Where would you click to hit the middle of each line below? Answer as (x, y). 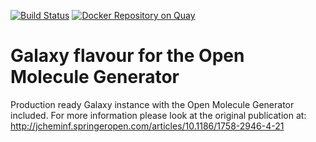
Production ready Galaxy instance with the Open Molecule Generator (152, 104)
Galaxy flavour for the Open (127, 56)
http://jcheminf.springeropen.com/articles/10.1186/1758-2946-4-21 (147, 126)
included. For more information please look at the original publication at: (158, 115)
